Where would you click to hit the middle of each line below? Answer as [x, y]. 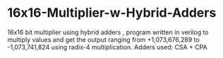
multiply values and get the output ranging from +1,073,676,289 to [103, 39]
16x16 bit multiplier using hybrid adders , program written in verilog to [108, 32]
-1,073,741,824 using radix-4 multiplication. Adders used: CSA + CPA [107, 47]
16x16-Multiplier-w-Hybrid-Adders [112, 13]
